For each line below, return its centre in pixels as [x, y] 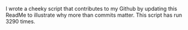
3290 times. [20, 21]
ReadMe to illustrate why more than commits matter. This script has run [94, 15]
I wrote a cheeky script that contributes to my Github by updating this [92, 9]
